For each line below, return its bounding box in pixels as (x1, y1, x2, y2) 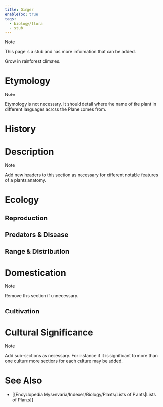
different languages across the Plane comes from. (5, 106, 107, 112)
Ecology (5, 194, 39, 206)
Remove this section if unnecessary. (5, 293, 79, 299)
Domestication (5, 267, 66, 278)
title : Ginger (5, 7, 34, 12)
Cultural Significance (5, 327, 93, 338)
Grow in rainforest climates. (5, 58, 61, 64)
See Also (5, 375, 42, 386)
